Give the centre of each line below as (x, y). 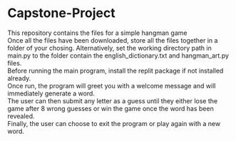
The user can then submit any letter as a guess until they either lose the (113, 100)
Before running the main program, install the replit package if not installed (116, 70)
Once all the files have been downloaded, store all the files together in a (113, 40)
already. (19, 78)
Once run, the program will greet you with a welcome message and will (112, 85)
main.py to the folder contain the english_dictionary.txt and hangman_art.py (118, 56)
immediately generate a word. (51, 93)
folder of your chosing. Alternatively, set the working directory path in (109, 48)
